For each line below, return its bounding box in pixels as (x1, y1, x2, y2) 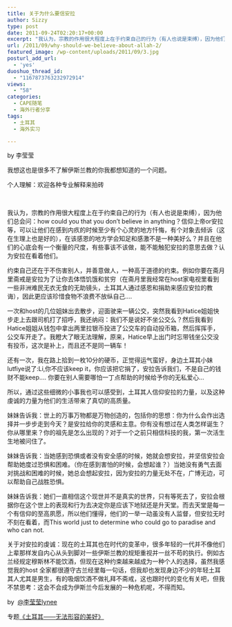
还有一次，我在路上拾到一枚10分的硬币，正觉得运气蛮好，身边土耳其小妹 (7, 356, 213, 364)
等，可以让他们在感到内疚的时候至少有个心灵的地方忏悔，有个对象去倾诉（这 (7, 226, 225, 235)
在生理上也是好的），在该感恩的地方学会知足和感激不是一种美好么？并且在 (7, 235, 216, 243)
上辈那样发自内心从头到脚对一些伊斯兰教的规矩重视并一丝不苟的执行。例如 (7, 549, 219, 557)
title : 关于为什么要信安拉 (7, 10, 76, 17)
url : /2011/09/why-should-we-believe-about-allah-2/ (7, 42, 162, 49)
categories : (7, 94, 41, 101)
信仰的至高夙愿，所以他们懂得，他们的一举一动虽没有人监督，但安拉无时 (19, 510, 225, 518)
